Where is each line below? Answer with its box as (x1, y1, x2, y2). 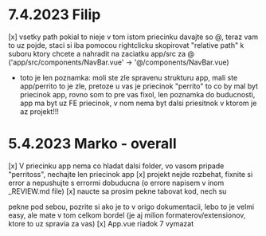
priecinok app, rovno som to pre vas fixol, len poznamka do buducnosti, (19, 89, 256, 99)
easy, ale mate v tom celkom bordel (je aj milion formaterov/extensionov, (8, 210, 246, 220)
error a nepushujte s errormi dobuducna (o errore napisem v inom (8, 178, 225, 187)
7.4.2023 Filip (8, 6, 101, 24)
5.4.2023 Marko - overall (8, 135, 177, 153)
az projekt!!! (19, 106, 60, 116)
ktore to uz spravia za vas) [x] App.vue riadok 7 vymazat (8, 218, 194, 228)
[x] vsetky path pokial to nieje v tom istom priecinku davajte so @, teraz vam (8, 32, 259, 41)
